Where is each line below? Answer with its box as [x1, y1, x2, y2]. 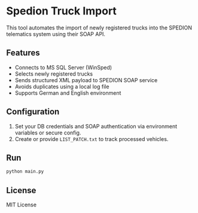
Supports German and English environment [14, 89, 121, 97]
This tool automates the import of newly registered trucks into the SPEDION [6, 24, 193, 31]
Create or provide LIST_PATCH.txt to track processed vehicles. [14, 135, 169, 142]
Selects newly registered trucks [14, 70, 93, 77]
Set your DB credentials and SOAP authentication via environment [14, 122, 178, 130]
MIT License [6, 201, 37, 208]
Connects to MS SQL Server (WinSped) [14, 64, 112, 71]
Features [6, 48, 40, 58]
